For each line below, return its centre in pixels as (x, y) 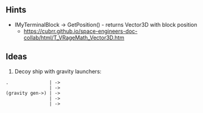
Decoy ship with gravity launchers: (58, 71)
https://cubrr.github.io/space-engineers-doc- (81, 31)
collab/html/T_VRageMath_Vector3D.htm (74, 37)
